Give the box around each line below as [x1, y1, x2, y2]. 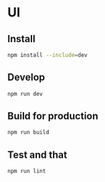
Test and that [7, 148, 68, 161]
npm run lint [7, 168, 46, 175]
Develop [7, 71, 45, 84]
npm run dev [7, 90, 43, 97]
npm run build [7, 129, 50, 136]
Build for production [7, 110, 99, 122]
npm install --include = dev [7, 51, 88, 59]
